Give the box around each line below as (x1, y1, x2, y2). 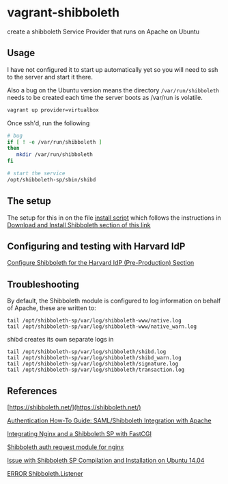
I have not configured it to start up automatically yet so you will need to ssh (7, 65, 218, 73)
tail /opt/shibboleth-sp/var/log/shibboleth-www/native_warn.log (7, 323, 197, 330)
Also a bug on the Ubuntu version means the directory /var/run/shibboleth (7, 86, 220, 94)
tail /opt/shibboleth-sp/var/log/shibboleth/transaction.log (7, 366, 185, 374)
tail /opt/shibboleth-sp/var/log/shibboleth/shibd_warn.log (7, 355, 182, 361)
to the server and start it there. (7, 73, 94, 81)
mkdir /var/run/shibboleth (16, 151, 94, 158)
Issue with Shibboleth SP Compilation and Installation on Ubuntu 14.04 (7, 457, 205, 464)
